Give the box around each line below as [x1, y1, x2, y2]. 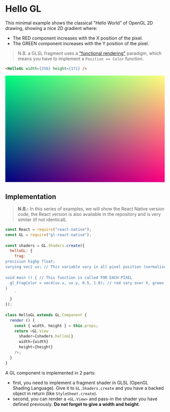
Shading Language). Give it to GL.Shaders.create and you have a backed [12, 385, 164, 391]
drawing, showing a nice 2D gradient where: [5, 25, 98, 31]
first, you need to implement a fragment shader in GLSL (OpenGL [12, 380, 149, 386]
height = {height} [18, 345, 53, 350]
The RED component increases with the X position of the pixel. [12, 35, 143, 41]
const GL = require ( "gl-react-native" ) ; [5, 232, 92, 237]
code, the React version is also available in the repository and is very [17, 211, 161, 217]
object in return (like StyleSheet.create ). [12, 390, 98, 396]
